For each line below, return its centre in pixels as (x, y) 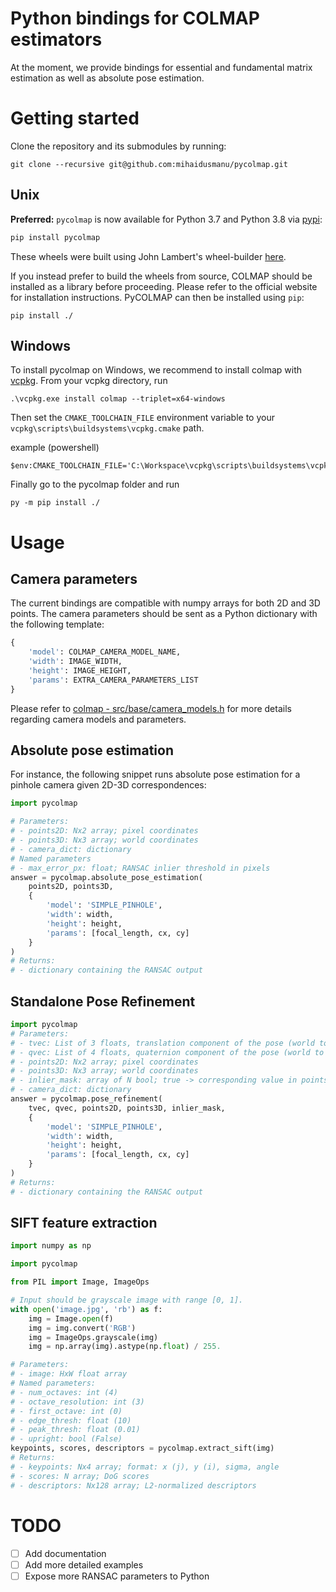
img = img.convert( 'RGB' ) (82, 1328)
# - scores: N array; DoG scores (80, 1476)
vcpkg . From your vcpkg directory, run (89, 381)
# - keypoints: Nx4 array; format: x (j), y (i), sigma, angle (145, 1467)
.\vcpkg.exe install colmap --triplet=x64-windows (118, 399)
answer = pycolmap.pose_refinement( (86, 1099)
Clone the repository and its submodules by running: (118, 146)
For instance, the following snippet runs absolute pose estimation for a (155, 774)
